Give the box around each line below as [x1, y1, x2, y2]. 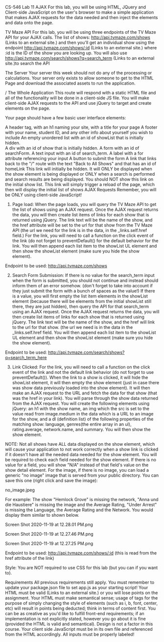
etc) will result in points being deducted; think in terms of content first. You [5, 605, 156, 611]
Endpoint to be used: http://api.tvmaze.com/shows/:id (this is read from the [5, 550, 157, 556]
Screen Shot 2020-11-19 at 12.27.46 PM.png [5, 531, 94, 537]
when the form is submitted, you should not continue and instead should [12, 277, 159, 283]
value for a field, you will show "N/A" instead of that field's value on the [5, 462, 149, 468]
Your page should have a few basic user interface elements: [5, 115, 126, 120]
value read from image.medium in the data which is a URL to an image [12, 411, 154, 416]
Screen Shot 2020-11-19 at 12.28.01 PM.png [5, 522, 93, 527]
